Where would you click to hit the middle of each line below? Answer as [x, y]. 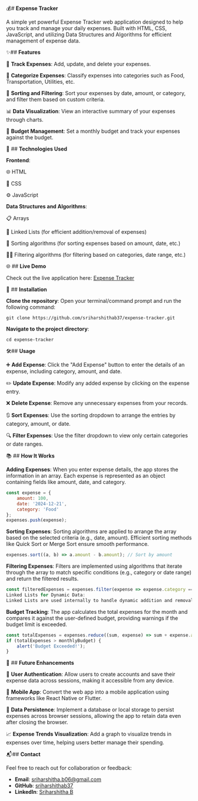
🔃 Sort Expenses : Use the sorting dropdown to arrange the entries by [91, 415]
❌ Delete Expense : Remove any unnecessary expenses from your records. [97, 403]
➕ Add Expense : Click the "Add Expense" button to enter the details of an [95, 364]
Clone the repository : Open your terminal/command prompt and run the [94, 301]
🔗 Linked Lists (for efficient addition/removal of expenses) [77, 232]
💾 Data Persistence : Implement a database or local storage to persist [90, 710]
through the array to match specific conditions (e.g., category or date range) [99, 573]
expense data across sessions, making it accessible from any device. [90, 681]
